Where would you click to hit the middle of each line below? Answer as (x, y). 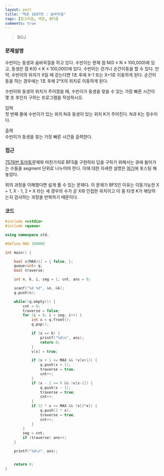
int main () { (18, 252)
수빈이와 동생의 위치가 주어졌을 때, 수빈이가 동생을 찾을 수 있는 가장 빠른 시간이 (80, 91)
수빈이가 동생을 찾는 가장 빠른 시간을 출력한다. (49, 137)
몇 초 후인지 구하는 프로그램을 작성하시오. (44, 97)
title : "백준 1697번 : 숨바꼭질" (35, 14)
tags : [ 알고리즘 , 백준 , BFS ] (32, 19)
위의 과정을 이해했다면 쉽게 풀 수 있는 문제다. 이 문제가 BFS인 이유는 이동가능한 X (82, 185)
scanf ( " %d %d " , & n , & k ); (39, 288)
